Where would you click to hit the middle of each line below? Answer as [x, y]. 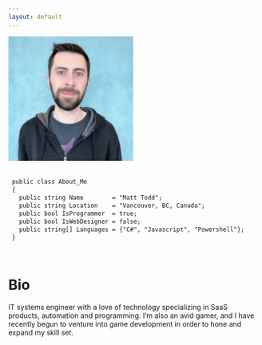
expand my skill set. [41, 332]
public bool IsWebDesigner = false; [80, 222]
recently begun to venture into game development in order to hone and [125, 323]
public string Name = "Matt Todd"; [90, 198]
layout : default [35, 17]
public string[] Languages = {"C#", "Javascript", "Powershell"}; [132, 229]
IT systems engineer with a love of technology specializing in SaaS [118, 307]
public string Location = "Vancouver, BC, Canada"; [112, 206]
